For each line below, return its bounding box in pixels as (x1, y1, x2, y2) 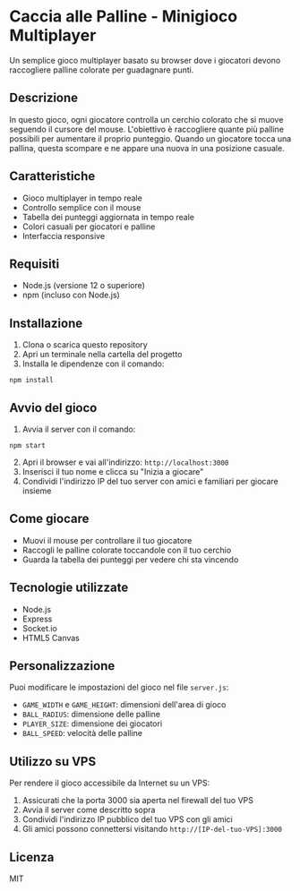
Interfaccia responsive (21, 230, 106, 241)
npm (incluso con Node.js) (21, 289, 121, 301)
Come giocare (9, 511, 90, 527)
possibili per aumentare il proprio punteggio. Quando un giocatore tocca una (9, 133, 292, 144)
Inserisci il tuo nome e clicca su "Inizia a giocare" (21, 467, 204, 476)
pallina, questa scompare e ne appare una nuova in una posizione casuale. (9, 142, 285, 153)
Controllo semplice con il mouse (21, 201, 141, 212)
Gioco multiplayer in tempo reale (21, 193, 143, 203)
